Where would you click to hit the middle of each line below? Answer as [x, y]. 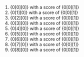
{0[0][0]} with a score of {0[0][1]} [44, 7]
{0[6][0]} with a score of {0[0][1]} [44, 39]
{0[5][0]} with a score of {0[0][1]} [44, 34]
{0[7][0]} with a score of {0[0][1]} [44, 44]
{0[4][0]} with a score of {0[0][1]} [44, 28]
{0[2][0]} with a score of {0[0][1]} [44, 18]
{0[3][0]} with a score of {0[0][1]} [44, 23]
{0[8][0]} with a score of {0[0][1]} [44, 50]
